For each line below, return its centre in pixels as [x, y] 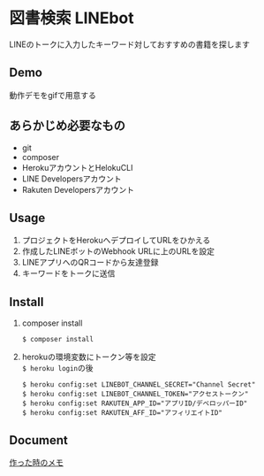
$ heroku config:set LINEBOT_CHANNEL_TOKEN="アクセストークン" [135, 395]
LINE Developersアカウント [72, 179]
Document [38, 440]
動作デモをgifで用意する [53, 95]
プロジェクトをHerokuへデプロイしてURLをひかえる [116, 241]
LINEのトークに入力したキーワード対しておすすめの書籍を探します [129, 44]
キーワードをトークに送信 [68, 273]
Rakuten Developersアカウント [78, 189]
